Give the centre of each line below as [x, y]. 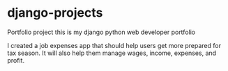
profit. [16, 60]
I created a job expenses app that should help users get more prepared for [114, 45]
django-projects [55, 13]
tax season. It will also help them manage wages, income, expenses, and [112, 53]
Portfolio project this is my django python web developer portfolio [101, 32]
